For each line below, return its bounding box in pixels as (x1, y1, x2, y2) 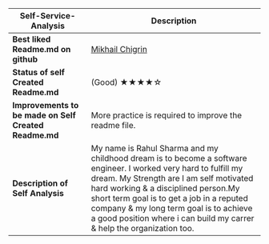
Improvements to (12, 100, 79, 110)
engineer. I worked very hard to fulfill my (90, 163, 243, 174)
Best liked (12, 34, 51, 45)
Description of (12, 178, 68, 189)
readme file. (90, 120, 136, 130)
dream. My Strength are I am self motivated (90, 173, 254, 183)
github (12, 54, 38, 65)
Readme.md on (12, 44, 71, 54)
